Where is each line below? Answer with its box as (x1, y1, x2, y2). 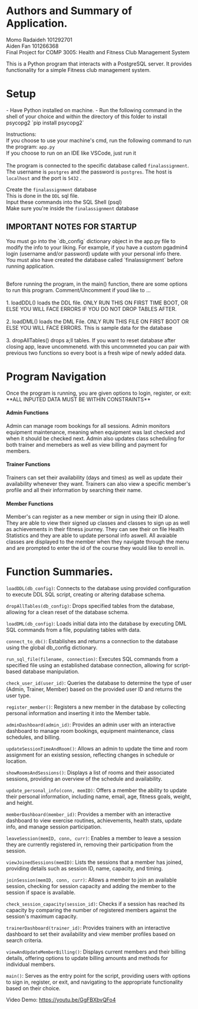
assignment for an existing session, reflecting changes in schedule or (6, 751, 175, 759)
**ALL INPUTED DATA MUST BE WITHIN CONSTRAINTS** (6, 395, 151, 402)
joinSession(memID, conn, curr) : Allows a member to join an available (6, 876, 177, 883)
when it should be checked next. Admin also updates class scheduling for (6, 435, 185, 442)
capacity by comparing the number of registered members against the (6, 907, 177, 914)
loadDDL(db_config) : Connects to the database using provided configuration (6, 585, 191, 592)
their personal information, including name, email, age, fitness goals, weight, (6, 793, 192, 800)
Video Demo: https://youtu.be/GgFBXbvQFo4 (6, 996, 116, 1004)
